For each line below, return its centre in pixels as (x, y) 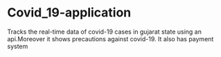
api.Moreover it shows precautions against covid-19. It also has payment (110, 38)
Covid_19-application (69, 13)
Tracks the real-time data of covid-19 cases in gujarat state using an (105, 32)
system (18, 46)
